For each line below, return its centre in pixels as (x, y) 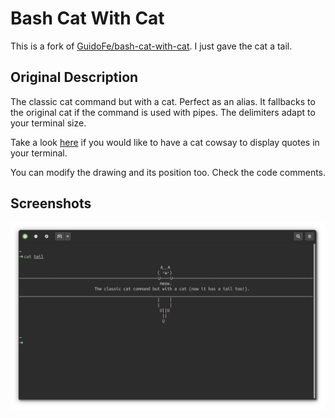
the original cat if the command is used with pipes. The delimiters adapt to (163, 112)
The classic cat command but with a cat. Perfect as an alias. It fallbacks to (163, 101)
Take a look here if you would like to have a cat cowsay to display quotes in (165, 142)
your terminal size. (48, 123)
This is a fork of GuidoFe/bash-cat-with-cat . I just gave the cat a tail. (151, 46)
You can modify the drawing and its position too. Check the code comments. (168, 172)
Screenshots (51, 203)
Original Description (74, 77)
